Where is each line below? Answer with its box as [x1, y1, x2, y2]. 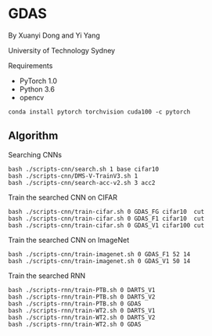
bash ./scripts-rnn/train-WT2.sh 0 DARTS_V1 [8, 306, 156, 314]
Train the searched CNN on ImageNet [8, 235, 130, 244]
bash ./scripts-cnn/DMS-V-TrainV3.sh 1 [8, 172, 138, 180]
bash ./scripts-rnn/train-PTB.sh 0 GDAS [8, 299, 142, 308]
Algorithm [8, 129, 59, 143]
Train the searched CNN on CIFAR [8, 193, 117, 202]
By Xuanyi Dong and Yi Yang [8, 31, 100, 40]
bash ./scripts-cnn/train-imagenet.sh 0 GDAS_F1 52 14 [8, 250, 191, 258]
